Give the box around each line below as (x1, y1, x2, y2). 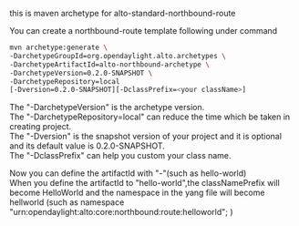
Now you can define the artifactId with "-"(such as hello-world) (9, 168, 247, 179)
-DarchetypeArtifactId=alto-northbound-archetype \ (9, 59, 210, 69)
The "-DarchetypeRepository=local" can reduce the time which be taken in (9, 111, 291, 122)
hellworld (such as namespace (9, 197, 125, 208)
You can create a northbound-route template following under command (9, 26, 278, 36)
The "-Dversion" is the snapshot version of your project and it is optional (9, 131, 283, 142)
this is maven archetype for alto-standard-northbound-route (9, 8, 236, 18)
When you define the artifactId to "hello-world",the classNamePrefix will (9, 178, 280, 189)
